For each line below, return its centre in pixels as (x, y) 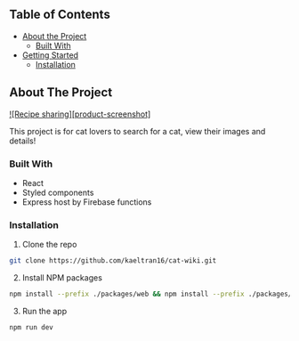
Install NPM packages (62, 278)
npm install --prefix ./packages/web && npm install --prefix (127, 294)
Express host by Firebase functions (87, 202)
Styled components (58, 192)
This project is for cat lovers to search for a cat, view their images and (137, 131)
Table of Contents (60, 15)
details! (23, 141)
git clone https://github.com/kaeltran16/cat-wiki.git (113, 261)
